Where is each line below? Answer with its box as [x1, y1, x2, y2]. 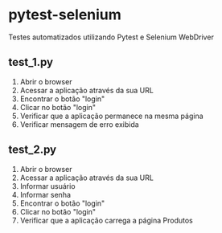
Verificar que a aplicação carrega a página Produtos [19, 215, 193, 225]
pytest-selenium [8, 6, 122, 24]
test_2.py [8, 143, 57, 157]
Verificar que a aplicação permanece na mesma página [19, 111, 203, 121]
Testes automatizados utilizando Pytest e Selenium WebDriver [8, 32, 215, 42]
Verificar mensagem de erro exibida [19, 119, 139, 129]
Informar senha [19, 190, 71, 199]
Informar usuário [19, 181, 76, 190]
